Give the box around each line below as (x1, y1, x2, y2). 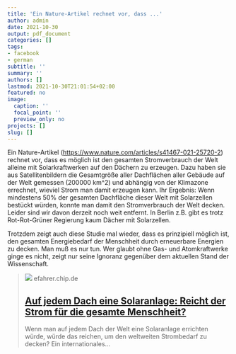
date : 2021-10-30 (7, 23, 59, 30)
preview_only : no (13, 115, 65, 122)
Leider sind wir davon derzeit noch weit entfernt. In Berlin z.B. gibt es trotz (7, 208, 224, 217)
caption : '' (13, 103, 49, 110)
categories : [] (7, 37, 52, 44)
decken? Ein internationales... (24, 340, 111, 348)
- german (7, 57, 33, 64)
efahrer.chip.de (33, 274, 78, 283)
